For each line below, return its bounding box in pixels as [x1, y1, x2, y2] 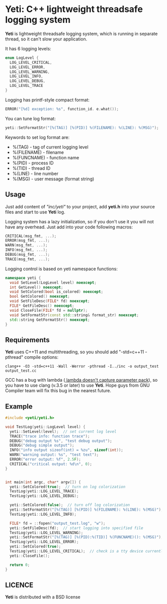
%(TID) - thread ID [12, 165, 51, 171]
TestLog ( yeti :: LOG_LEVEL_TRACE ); [9, 489, 79, 494]
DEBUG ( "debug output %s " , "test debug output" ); [9, 438, 112, 443]
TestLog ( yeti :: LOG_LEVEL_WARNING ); [9, 530, 83, 535]
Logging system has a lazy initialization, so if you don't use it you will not [5, 218, 154, 224]
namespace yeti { [5, 275, 41, 280]
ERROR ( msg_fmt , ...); [5, 238, 50, 243]
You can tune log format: [5, 115, 56, 121]
